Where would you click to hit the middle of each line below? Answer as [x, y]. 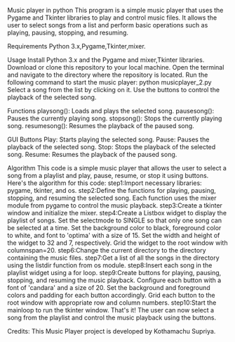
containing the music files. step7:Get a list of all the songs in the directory [113, 258]
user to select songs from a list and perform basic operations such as [108, 25]
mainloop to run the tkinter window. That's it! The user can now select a [111, 310]
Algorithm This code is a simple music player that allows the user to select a [117, 168]
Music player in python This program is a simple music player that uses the [115, 10]
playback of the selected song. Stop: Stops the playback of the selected [112, 147]
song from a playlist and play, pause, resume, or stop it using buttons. [108, 176]
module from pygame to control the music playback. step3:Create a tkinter [115, 205]
